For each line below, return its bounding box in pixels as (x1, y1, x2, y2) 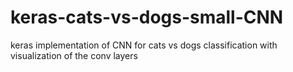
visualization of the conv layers (10, 49, 138, 61)
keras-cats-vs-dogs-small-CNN (10, 6, 284, 29)
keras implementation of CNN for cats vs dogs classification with (10, 39, 278, 51)
